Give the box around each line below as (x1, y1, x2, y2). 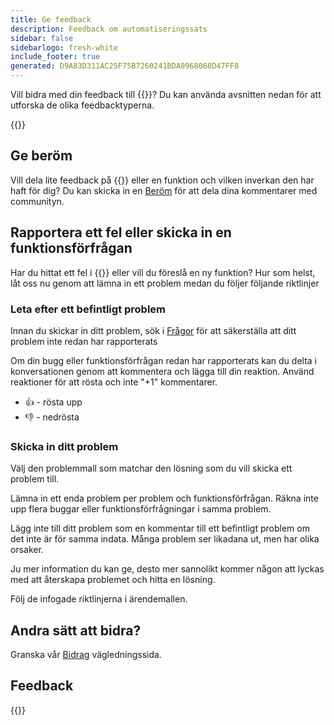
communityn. (10, 195, 65, 207)
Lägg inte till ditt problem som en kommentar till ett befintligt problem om (10, 522, 310, 535)
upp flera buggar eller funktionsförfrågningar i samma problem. (10, 503, 272, 515)
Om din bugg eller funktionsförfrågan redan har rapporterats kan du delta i (10, 354, 317, 366)
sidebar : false (10, 33, 74, 43)
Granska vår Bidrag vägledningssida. (10, 649, 162, 661)
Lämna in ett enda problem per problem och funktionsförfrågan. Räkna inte (10, 492, 319, 505)
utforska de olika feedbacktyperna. (10, 99, 155, 111)
